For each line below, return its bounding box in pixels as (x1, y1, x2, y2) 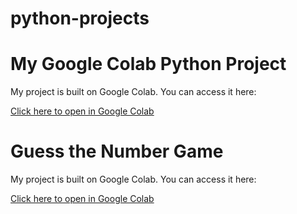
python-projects (10, 7, 150, 30)
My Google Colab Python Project (10, 53, 287, 76)
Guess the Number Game (10, 140, 224, 163)
